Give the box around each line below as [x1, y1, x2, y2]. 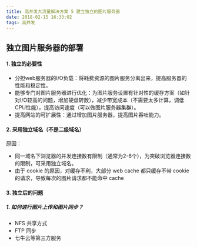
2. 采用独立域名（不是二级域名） [6, 126, 85, 133]
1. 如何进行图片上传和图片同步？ [6, 203, 84, 211]
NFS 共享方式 [14, 219, 48, 226]
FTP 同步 [14, 227, 36, 234]
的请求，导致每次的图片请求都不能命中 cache [14, 175, 125, 182]
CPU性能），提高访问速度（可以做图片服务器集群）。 [14, 104, 139, 111]
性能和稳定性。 [14, 82, 51, 89]
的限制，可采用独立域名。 [14, 160, 77, 167]
